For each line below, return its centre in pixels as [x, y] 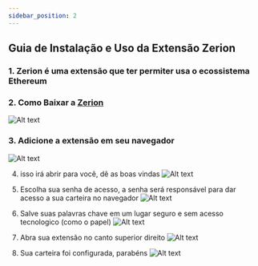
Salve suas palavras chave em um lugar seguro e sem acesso [122, 213]
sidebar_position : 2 [43, 16]
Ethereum [28, 81]
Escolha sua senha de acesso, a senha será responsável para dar [128, 189]
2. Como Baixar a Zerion [56, 103]
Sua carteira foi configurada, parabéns [84, 252]
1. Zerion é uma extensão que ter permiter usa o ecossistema [129, 71]
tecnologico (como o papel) [66, 222]
